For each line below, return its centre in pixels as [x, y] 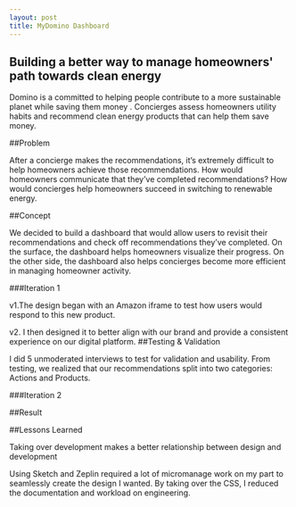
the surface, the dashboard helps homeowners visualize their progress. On [147, 252]
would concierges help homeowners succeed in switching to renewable [141, 189]
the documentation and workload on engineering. [100, 493]
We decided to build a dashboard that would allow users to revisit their [139, 233]
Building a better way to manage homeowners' [141, 62]
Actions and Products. [50, 378]
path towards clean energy [86, 75]
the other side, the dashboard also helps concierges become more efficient [148, 262]
